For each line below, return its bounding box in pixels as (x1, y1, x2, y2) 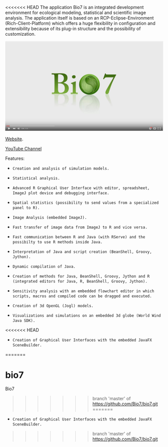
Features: (5, 155, 25, 161)
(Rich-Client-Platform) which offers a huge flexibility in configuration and (5, 20, 155, 26)
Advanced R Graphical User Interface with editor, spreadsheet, (12, 186, 150, 191)
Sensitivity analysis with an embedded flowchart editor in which (12, 289, 154, 294)
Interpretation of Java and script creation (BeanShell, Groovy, (12, 249, 152, 254)
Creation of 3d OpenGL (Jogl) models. (12, 304, 94, 309)
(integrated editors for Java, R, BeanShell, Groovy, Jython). (12, 279, 148, 284)
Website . (5, 136, 24, 142)
